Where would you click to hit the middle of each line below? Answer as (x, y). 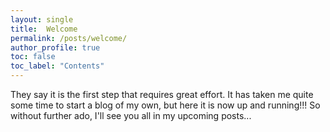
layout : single (42, 19)
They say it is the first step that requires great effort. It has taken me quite (162, 94)
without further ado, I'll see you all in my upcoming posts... (131, 115)
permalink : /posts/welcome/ (69, 38)
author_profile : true (55, 47)
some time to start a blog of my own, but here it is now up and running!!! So (165, 105)
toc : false (33, 57)
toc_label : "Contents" (57, 66)
